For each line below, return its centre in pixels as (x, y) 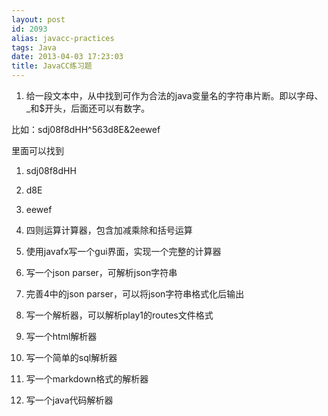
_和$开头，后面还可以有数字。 (88, 108)
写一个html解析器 (61, 336)
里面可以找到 (37, 150)
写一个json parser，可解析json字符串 (101, 272)
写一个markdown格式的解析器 (87, 379)
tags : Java (34, 47)
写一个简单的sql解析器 (71, 357)
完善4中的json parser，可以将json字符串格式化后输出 (135, 294)
